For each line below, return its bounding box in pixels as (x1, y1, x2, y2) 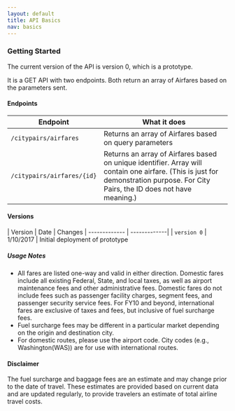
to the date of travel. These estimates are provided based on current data (7, 382, 219, 391)
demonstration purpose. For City (104, 175, 211, 185)
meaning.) (104, 193, 138, 202)
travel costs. (7, 397, 43, 406)
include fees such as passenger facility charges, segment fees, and (17, 291, 213, 300)
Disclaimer (7, 359, 40, 368)
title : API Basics (7, 17, 61, 24)
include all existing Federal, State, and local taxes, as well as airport (17, 277, 212, 285)
